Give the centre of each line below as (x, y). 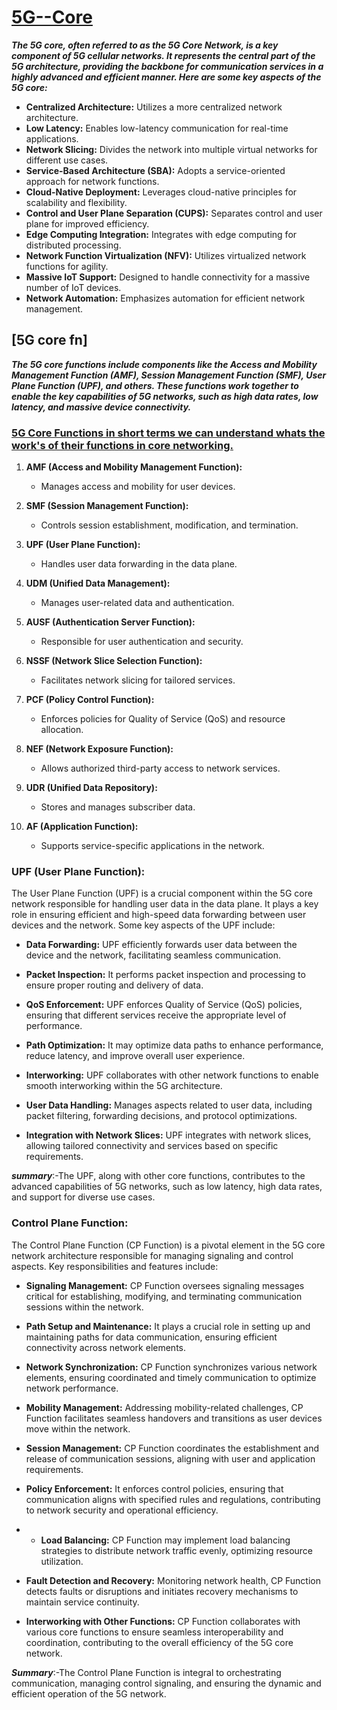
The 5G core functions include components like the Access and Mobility (164, 364)
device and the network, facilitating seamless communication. (153, 955)
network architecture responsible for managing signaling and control (152, 1255)
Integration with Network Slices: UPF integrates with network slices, (168, 1135)
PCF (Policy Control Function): (90, 700)
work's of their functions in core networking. (122, 445)
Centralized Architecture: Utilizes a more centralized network (154, 107)
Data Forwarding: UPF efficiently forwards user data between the (161, 945)
